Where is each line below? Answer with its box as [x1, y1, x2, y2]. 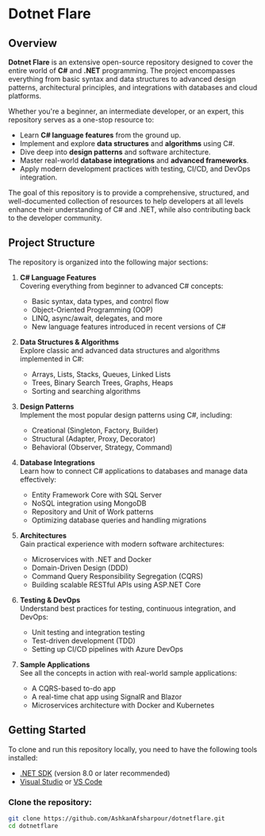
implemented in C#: [19, 354, 85, 364]
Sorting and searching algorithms [31, 386, 141, 395]
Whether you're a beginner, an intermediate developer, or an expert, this [8, 106, 244, 116]
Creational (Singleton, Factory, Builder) [31, 426, 159, 435]
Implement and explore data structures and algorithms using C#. [19, 139, 236, 148]
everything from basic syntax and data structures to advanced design [8, 75, 236, 83]
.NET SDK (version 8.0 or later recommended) [19, 768, 171, 778]
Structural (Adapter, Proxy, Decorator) [31, 433, 156, 443]
